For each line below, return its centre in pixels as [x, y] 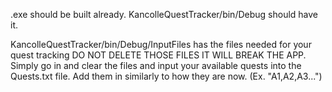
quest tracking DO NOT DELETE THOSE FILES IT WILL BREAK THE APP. [158, 55]
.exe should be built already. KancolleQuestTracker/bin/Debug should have [164, 14]
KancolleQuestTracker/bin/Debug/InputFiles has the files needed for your [161, 44]
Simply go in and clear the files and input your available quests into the [156, 65]
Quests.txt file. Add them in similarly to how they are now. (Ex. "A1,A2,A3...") [166, 76]
